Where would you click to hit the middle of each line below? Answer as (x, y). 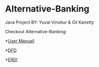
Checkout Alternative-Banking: (36, 31)
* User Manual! (20, 41)
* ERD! (11, 59)
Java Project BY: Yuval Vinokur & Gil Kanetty (49, 22)
